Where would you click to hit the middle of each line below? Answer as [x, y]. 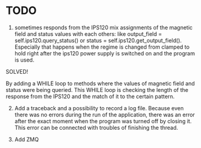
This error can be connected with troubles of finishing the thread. [96, 127]
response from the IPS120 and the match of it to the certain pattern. [90, 96]
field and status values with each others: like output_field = [88, 33]
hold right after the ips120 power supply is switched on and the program [105, 53]
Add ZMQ [26, 139]
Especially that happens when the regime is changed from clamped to [102, 47]
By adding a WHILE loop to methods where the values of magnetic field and [100, 83]
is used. [24, 60]
